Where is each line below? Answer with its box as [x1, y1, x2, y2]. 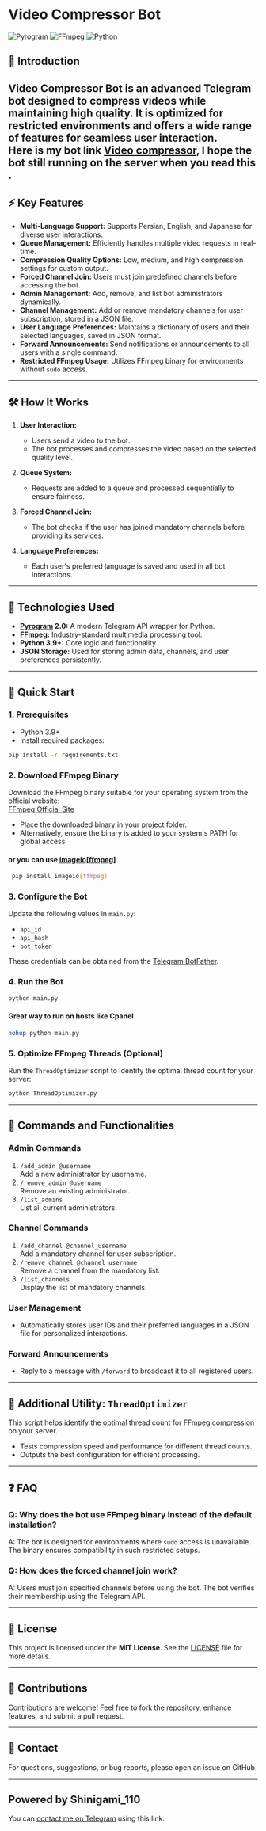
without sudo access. [19, 364, 89, 374]
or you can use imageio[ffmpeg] [8, 855, 116, 864]
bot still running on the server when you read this [8, 156, 256, 169]
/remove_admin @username [19, 1178, 102, 1187]
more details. [8, 1651, 51, 1661]
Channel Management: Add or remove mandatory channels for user [19, 305, 244, 314]
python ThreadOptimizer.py [8, 1089, 97, 1098]
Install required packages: [19, 735, 104, 745]
